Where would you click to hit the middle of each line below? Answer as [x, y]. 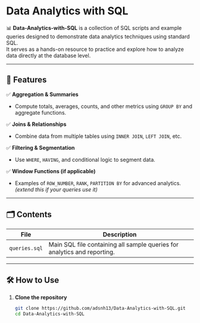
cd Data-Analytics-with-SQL [49, 314]
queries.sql [26, 248]
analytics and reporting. [82, 252]
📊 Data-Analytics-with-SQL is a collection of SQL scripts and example [94, 27]
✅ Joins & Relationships [36, 124]
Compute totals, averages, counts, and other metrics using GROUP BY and [103, 106]
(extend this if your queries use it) [56, 189]
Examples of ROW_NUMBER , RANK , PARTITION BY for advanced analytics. [98, 183]
